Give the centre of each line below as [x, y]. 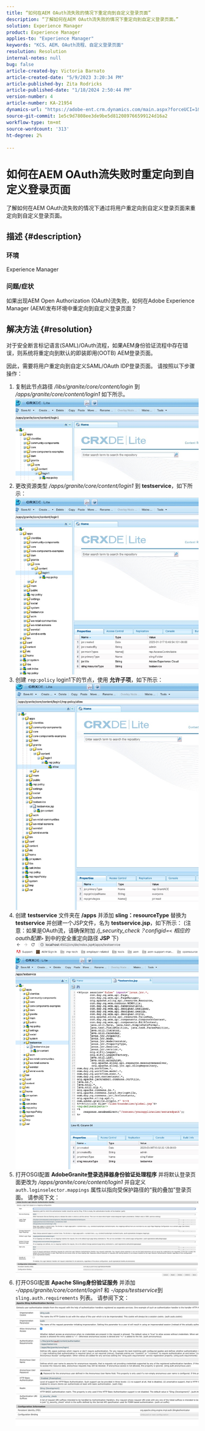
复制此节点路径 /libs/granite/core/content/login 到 [77, 386]
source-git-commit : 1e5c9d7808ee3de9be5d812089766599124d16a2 [87, 116]
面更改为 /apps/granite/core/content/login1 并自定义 [81, 1182]
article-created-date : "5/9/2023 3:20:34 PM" [65, 77]
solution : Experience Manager [45, 26]
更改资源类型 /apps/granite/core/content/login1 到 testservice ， [96, 486]
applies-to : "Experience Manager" [50, 39]
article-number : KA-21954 [39, 103]
